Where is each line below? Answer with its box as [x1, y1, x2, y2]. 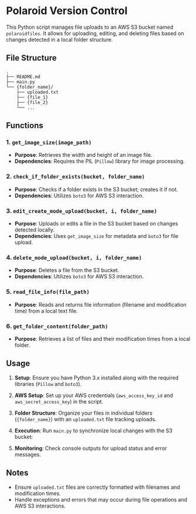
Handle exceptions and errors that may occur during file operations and [14, 496, 187, 503]
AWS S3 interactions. [14, 502, 66, 509]
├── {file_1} [16, 94, 49, 100]
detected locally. [14, 226, 55, 233]
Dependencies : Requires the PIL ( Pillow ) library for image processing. [14, 157, 185, 165]
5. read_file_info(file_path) [6, 288, 90, 296]
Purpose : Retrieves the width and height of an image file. [14, 152, 153, 159]
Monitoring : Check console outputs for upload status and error [14, 445, 167, 452]
